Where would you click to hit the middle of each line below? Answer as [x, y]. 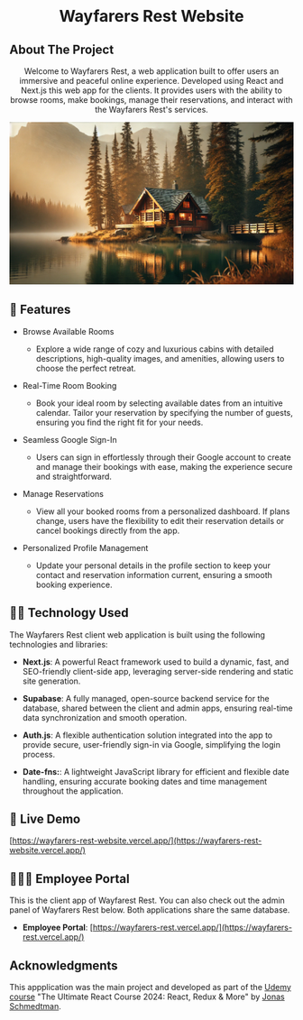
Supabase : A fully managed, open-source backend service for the [146, 698]
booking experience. [74, 584]
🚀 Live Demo [45, 818]
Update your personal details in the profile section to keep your [153, 565]
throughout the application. [73, 791]
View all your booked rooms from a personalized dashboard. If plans [163, 511]
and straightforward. [74, 476]
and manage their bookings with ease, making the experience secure [164, 466]
